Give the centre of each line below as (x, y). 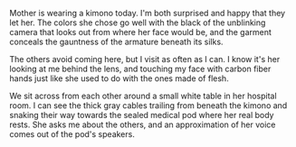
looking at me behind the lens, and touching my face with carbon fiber (140, 69)
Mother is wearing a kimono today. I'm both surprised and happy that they (148, 13)
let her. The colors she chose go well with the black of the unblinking (138, 23)
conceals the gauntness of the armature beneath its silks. (116, 41)
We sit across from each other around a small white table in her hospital (143, 96)
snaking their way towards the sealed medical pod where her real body (142, 115)
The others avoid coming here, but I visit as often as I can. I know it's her (145, 59)
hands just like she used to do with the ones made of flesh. (119, 78)
